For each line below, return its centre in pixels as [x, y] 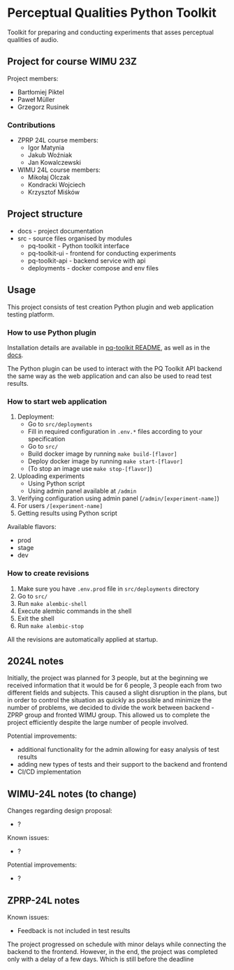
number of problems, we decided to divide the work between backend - [111, 708]
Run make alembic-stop [50, 625]
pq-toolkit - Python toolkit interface [79, 245]
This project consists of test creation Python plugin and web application [111, 307]
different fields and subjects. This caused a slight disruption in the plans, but [117, 693]
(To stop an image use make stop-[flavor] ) [90, 469]
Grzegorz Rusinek [43, 107]
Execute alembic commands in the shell [74, 611]
